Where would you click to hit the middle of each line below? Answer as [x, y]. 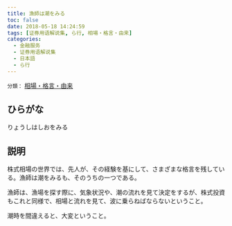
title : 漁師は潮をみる [36, 13]
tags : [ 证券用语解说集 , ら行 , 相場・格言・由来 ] [70, 33]
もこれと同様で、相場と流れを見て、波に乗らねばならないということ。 [107, 201]
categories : [24, 39]
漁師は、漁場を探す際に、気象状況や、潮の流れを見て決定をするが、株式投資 [116, 192]
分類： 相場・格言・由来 [40, 85]
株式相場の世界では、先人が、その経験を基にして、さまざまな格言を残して [113, 169]
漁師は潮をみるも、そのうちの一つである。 [80, 178]
